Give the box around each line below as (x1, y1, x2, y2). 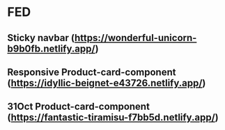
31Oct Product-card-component (7, 101, 150, 113)
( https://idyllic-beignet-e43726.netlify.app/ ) (7, 77, 206, 89)
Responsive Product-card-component (7, 66, 176, 78)
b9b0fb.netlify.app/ (7, 42, 95, 54)
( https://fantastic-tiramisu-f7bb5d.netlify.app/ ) (7, 112, 219, 124)
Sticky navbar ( (7, 32, 75, 44)
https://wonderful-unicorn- (74, 32, 197, 44)
